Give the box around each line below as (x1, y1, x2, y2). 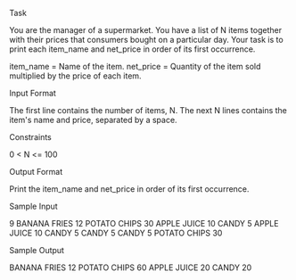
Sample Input (9, 201, 58, 211)
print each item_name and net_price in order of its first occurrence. (9, 44, 256, 54)
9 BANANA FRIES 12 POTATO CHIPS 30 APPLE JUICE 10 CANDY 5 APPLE (9, 218, 279, 228)
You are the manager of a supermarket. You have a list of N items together (9, 25, 283, 35)
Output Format (9, 167, 63, 177)
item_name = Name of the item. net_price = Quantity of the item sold (9, 62, 261, 71)
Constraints (9, 132, 52, 142)
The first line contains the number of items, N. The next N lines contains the (9, 105, 288, 115)
